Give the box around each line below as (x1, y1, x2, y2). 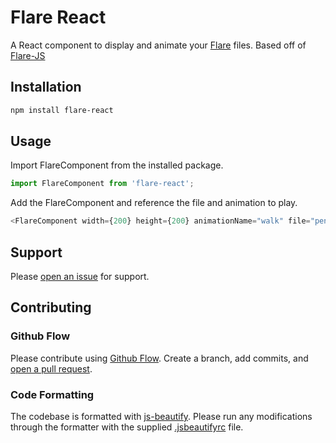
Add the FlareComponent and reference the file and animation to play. (10, 197, 298, 209)
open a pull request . (10, 362, 93, 375)
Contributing (10, 299, 92, 316)
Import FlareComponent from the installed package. (10, 159, 224, 171)
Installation (10, 79, 82, 96)
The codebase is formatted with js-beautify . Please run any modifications (10, 410, 313, 422)
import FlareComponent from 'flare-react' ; (10, 179, 195, 189)
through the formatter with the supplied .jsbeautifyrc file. (10, 421, 244, 433)
